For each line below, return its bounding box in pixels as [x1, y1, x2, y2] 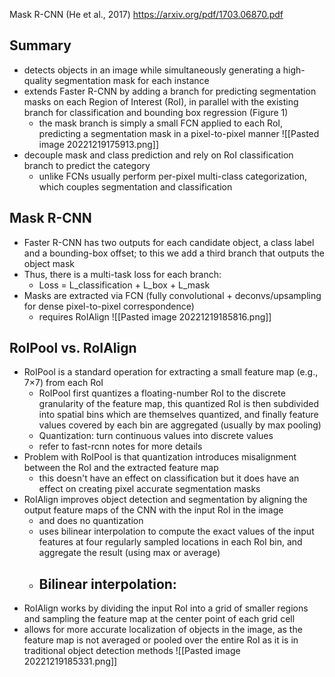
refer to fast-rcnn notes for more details [38, 440, 203, 453]
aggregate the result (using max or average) [38, 547, 221, 559]
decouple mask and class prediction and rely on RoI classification [23, 149, 294, 161]
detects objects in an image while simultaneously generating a [23, 64, 281, 76]
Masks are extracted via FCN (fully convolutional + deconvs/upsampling [23, 289, 322, 301]
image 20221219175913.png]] [38, 138, 160, 150]
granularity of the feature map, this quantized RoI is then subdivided [38, 398, 319, 410]
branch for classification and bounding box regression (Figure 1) [23, 106, 289, 118]
